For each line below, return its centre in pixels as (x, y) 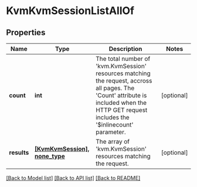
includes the (113, 117)
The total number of (123, 59)
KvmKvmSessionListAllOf (70, 11)
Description (125, 49)
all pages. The (115, 88)
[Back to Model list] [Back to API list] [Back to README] (73, 178)
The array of (113, 142)
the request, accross (124, 81)
